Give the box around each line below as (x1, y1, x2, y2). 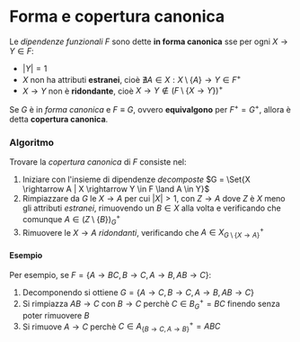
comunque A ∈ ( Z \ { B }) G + (22, 212, 121, 227)
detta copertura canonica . (9, 113, 109, 124)
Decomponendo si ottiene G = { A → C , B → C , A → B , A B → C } (22, 287, 254, 298)
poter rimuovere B (22, 310, 90, 320)
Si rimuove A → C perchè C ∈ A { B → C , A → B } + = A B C (22, 319, 221, 334)
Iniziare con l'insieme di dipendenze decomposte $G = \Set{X (22, 174, 251, 185)
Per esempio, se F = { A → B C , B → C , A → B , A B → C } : (9, 270, 212, 281)
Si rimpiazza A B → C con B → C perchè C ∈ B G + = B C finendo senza (22, 297, 280, 311)
